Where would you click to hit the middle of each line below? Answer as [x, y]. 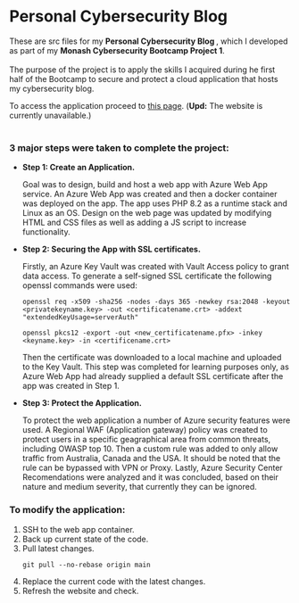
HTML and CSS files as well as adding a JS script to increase [134, 223]
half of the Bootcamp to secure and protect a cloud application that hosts [144, 78]
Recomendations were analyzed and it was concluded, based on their [150, 477]
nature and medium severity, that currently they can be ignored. [139, 487]
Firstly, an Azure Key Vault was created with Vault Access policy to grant [155, 267]
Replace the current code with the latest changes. [114, 581]
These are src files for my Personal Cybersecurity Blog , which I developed [149, 41]
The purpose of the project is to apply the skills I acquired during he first [142, 70]
